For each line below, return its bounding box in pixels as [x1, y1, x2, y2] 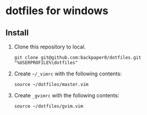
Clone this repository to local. [14, 43, 86, 50]
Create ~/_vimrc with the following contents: [14, 70, 122, 77]
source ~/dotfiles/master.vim [14, 81, 89, 87]
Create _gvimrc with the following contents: [14, 92, 119, 98]
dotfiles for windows [5, 4, 109, 18]
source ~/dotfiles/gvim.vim [14, 103, 83, 109]
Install [5, 28, 29, 38]
